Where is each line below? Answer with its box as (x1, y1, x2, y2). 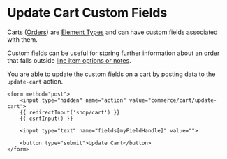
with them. (7, 35, 38, 43)
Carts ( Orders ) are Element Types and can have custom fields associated (7, 28, 218, 36)
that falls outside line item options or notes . (7, 56, 131, 64)
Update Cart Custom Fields (7, 5, 168, 21)
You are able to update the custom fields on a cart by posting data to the (7, 70, 216, 78)
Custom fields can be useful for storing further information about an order (7, 49, 220, 57)
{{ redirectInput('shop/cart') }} (20, 109, 120, 116)
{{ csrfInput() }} (20, 115, 73, 122)
